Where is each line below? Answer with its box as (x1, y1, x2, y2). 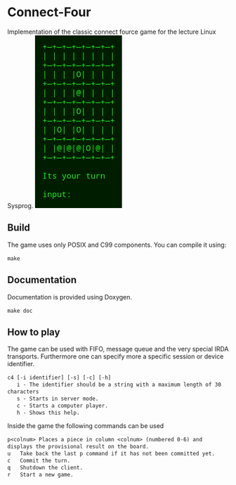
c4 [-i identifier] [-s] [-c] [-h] (7, 374, 112, 382)
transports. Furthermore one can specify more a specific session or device (7, 352, 224, 361)
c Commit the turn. (7, 458, 71, 465)
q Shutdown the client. (7, 465, 83, 472)
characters (7, 388, 39, 396)
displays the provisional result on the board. (7, 444, 150, 451)
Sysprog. (7, 201, 34, 209)
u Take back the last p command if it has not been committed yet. (7, 451, 216, 458)
